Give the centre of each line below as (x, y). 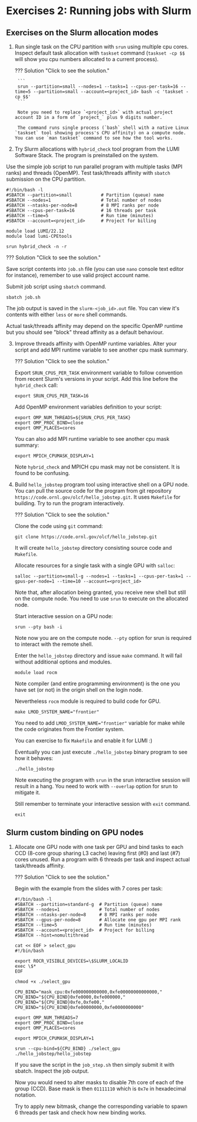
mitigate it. (27, 792)
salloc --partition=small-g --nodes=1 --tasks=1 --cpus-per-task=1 (99, 576)
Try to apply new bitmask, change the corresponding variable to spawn (101, 1106)
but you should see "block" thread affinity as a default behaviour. (85, 332)
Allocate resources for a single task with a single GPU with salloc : (95, 565)
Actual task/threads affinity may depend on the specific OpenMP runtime (95, 326)
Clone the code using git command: (59, 526)
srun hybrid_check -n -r (36, 247)
